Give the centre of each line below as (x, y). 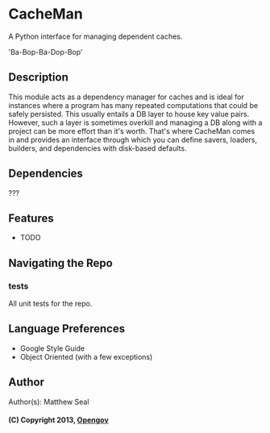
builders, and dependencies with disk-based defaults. (98, 148)
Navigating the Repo (60, 263)
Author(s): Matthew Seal (49, 402)
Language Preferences (67, 329)
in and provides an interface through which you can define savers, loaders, (133, 139)
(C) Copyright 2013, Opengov (58, 420)
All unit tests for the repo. (50, 304)
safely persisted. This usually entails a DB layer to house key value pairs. (129, 114)
